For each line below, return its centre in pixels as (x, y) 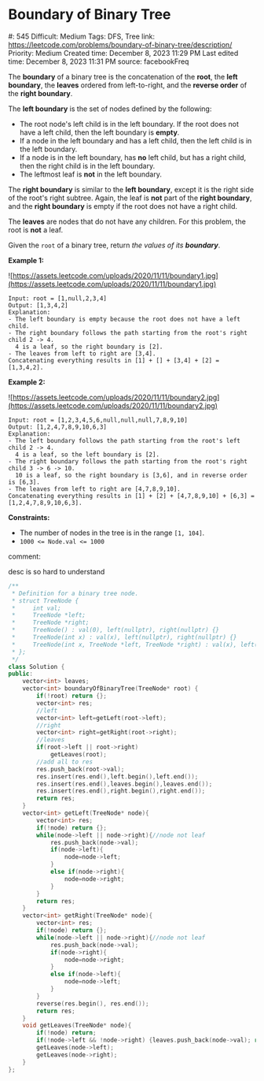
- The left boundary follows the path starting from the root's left (125, 440)
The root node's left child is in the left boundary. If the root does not (129, 124)
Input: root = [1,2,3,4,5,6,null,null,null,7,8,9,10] (98, 420)
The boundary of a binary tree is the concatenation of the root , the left (123, 76)
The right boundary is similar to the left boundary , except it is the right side (131, 189)
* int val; (36, 608)
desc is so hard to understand (57, 571)
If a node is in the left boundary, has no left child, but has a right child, (133, 157)
